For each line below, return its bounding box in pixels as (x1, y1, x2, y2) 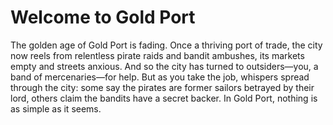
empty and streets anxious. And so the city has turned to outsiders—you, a (10, 60, 319, 72)
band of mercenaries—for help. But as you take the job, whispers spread (10, 71, 310, 83)
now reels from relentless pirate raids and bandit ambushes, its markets (10, 49, 305, 61)
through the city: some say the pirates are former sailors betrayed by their (10, 81, 315, 93)
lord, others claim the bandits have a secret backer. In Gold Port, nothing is (10, 92, 318, 104)
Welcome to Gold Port (10, 6, 196, 29)
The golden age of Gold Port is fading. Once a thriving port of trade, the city (10, 39, 323, 51)
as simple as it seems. (10, 102, 102, 115)
